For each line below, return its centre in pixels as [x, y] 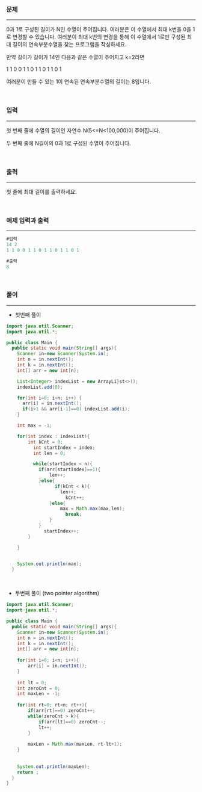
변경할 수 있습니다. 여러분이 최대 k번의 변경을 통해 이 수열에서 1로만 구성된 [99, 37]
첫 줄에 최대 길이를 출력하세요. [41, 191]
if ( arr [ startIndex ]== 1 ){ [69, 470]
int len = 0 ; [49, 453]
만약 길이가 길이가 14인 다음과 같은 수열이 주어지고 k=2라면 [75, 57]
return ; [28, 772]
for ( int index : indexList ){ [54, 436]
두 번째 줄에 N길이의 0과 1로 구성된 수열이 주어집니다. [69, 143]
